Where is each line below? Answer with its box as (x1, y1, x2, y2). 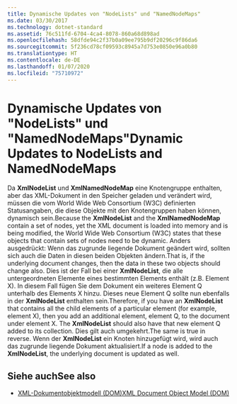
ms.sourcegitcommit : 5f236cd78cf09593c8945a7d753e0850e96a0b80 (7, 43, 198, 50)
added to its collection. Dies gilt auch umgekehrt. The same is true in (7, 327, 206, 335)
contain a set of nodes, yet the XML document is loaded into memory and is (7, 221, 229, 230)
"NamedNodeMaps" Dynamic (7, 130, 184, 146)
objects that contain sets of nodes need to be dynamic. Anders (7, 237, 191, 245)
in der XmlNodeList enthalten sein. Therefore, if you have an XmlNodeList (7, 297, 224, 305)
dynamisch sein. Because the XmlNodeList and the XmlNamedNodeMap (7, 214, 221, 223)
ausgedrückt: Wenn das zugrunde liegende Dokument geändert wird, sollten (7, 244, 231, 252)
